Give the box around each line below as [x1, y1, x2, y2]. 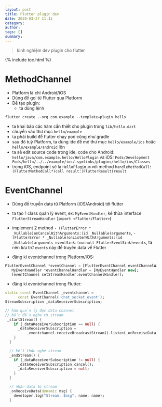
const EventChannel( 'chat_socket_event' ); [17, 295, 105, 300]
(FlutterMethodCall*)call [12, 169, 64, 173]
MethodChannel [5, 74, 71, 85]
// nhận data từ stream [9, 384, 57, 389]
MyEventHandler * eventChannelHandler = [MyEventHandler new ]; [11, 267, 139, 273]
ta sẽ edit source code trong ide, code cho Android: [12, 149, 115, 155]
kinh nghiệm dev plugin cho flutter [16, 47, 85, 53]
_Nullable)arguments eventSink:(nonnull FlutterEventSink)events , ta [12, 239, 153, 245]
